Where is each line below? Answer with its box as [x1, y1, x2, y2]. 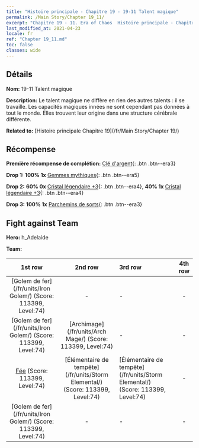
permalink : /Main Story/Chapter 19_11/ [6, 14, 105, 20]
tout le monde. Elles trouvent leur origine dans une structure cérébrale [6, 109, 178, 116]
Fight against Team [6, 218, 79, 228]
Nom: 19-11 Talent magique [6, 85, 73, 92]
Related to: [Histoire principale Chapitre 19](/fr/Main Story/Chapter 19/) [6, 127, 179, 134]
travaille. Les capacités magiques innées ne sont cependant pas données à [6, 103, 190, 110]
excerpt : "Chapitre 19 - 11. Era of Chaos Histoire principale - [6, 20, 174, 26]
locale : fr [6, 31, 33, 37]
